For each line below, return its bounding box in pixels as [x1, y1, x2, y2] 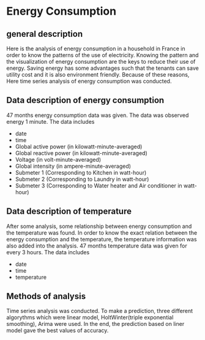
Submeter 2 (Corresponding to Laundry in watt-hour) [15, 175, 149, 183]
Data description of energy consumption [6, 95, 165, 105]
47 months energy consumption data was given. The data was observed [6, 111, 189, 119]
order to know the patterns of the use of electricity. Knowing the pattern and [6, 51, 199, 59]
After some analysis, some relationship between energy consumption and [6, 222, 192, 230]
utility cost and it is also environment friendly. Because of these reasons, [6, 71, 190, 78]
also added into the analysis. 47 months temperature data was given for [6, 242, 188, 249]
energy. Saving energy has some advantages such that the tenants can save [6, 64, 199, 72]
